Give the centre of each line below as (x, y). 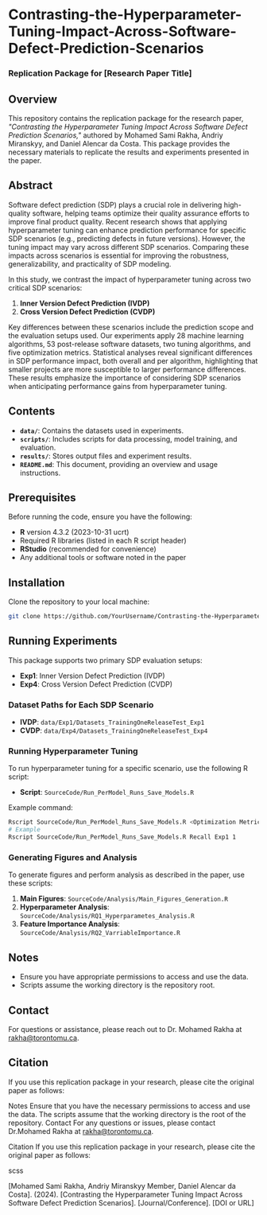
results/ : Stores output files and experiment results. (106, 456)
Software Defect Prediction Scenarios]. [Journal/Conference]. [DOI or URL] (131, 1202)
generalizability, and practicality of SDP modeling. (90, 263)
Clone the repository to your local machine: (79, 602)
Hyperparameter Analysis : (64, 907)
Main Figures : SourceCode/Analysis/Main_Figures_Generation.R (124, 899)
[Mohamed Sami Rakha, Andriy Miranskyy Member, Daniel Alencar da (122, 1186)
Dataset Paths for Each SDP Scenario (81, 704)
